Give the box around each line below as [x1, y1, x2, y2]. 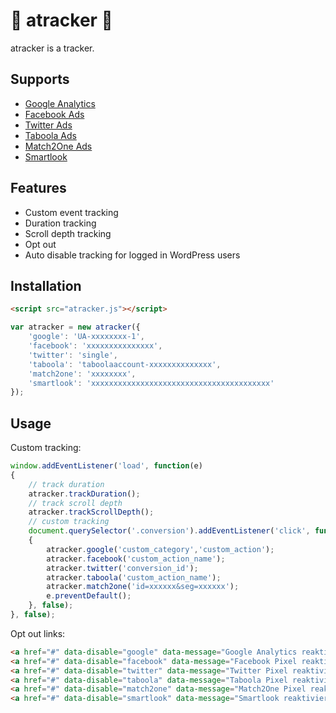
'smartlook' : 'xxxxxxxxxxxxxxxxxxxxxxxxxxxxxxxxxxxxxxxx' [28, 378, 275, 388]
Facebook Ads [24, 108, 85, 120]
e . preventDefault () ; [46, 591, 132, 601]
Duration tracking [24, 217, 97, 229]
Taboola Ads [24, 129, 77, 141]
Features [10, 180, 67, 197]
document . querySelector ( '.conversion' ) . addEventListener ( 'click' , [28, 526, 311, 536]
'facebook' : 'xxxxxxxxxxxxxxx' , [28, 341, 163, 351]
